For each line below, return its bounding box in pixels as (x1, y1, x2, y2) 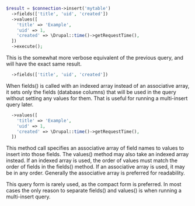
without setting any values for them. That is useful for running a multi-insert (6, 94, 188, 102)
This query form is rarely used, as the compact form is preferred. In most (6, 181, 182, 188)
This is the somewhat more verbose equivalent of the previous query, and (6, 54, 184, 61)
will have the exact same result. (6, 60, 82, 67)
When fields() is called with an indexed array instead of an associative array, (6, 82, 190, 89)
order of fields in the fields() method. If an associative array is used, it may (6, 163, 185, 170)
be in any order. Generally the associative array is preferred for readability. (6, 170, 185, 177)
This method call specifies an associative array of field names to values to (6, 145, 184, 152)
